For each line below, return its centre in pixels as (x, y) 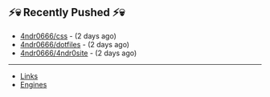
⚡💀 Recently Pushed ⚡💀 (67, 12)
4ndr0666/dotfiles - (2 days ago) (75, 44)
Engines (33, 84)
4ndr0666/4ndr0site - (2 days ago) (78, 53)
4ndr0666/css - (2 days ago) (68, 36)
